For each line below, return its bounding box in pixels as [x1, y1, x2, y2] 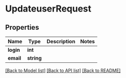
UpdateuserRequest [5, 3, 92, 15]
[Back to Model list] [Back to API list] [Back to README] [5, 67, 121, 73]
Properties [5, 23, 39, 32]
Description [46, 38, 76, 45]
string [27, 55, 42, 61]
